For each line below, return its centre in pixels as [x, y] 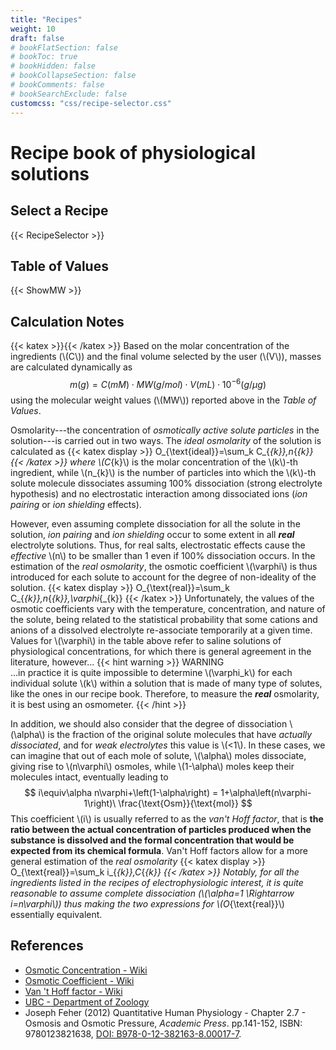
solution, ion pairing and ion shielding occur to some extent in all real [152, 534]
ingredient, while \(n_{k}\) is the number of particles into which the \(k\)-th [163, 472]
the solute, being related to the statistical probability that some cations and [164, 619]
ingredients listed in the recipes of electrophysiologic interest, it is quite [157, 882]
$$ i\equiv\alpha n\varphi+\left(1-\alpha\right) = [121, 792]
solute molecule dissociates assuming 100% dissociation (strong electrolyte [166, 483]
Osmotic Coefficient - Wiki [79, 980]
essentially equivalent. [56, 914]
